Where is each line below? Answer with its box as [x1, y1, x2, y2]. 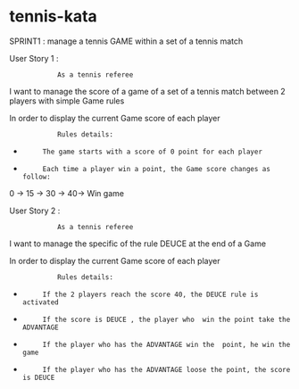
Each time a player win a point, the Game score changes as [42, 164, 270, 173]
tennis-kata [9, 6, 98, 27]
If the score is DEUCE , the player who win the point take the [42, 315, 291, 324]
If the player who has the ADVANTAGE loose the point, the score [42, 365, 291, 374]
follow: [21, 172, 51, 181]
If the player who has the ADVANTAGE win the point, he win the [42, 340, 291, 349]
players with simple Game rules [9, 95, 125, 106]
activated [21, 297, 60, 307]
